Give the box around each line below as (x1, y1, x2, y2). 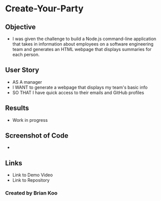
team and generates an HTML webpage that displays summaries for (12, 47, 152, 52)
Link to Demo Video (12, 172, 53, 178)
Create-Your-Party (5, 3, 83, 14)
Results (5, 104, 29, 112)
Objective (5, 23, 36, 31)
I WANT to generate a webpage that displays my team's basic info (12, 84, 148, 90)
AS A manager (12, 79, 42, 85)
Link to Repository (12, 177, 50, 183)
